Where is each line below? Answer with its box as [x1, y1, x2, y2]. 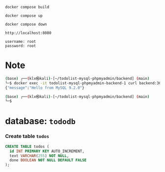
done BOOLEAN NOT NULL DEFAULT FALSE [9, 158, 87, 163]
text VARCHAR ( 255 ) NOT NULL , [9, 153, 69, 158]
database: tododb [5, 115, 76, 127]
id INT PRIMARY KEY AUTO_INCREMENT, [9, 148, 84, 154]
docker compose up [5, 13, 43, 18]
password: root [5, 43, 36, 48]
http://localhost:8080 [5, 31, 52, 35]
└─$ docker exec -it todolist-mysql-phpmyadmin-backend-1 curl [5, 80, 137, 86]
